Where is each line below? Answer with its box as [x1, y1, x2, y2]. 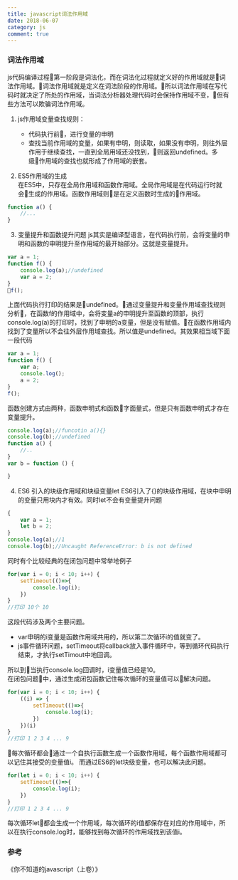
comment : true [7, 30, 50, 38]
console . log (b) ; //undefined [7, 434, 91, 441]
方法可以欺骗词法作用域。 [13, 99, 89, 108]
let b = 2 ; [20, 523, 53, 530]
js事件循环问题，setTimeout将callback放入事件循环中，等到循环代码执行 [17, 641, 229, 650]
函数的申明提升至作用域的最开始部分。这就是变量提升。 [30, 239, 193, 248]
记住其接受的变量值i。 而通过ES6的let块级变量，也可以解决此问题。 [13, 758, 210, 766]
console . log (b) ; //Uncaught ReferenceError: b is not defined [7, 543, 193, 550]
